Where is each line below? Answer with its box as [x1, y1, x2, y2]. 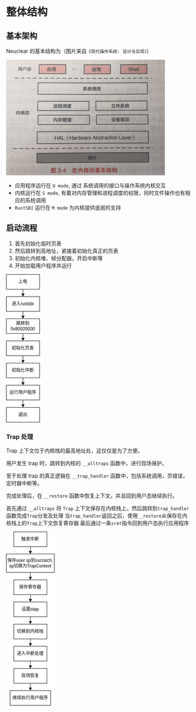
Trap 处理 [6, 433, 34, 441]
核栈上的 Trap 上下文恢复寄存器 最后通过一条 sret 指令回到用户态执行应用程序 [6, 519, 190, 526]
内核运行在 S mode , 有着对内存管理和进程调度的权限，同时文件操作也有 [14, 190, 185, 196]
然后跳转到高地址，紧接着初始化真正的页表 [14, 247, 119, 254]
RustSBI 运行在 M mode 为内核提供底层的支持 [14, 204, 121, 211]
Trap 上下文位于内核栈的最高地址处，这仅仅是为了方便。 [6, 447, 143, 454]
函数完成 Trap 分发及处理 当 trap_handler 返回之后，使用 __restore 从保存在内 [6, 512, 188, 519]
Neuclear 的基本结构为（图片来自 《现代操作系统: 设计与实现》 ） [6, 48, 152, 54]
